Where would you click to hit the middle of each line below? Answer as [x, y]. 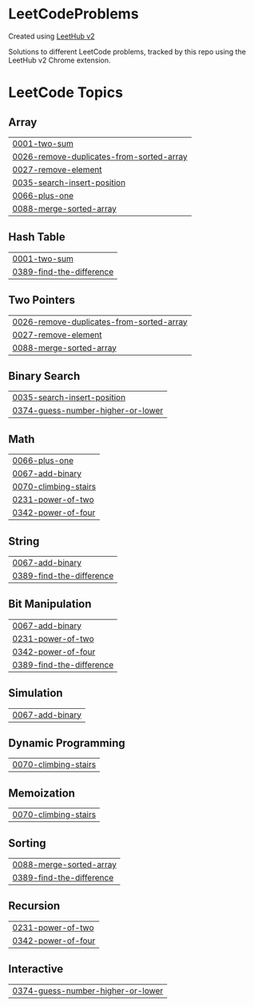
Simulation [36, 693]
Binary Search [44, 376]
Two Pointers [42, 300]
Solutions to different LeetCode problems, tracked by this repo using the [127, 51]
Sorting [27, 843]
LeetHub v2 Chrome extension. [60, 60]
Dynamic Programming [67, 743]
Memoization [42, 793]
